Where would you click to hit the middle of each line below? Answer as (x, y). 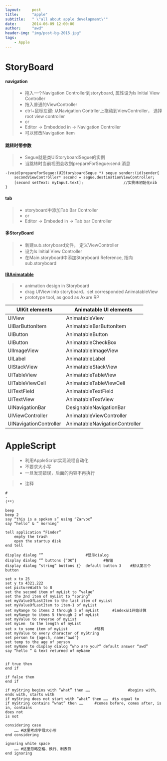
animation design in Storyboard (57, 285)
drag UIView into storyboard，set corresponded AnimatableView (91, 291)
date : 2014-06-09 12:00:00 (40, 24)
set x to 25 (17, 579)
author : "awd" (24, 28)
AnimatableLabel (86, 358)
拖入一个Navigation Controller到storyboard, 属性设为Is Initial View (92, 93)
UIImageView (23, 350)
